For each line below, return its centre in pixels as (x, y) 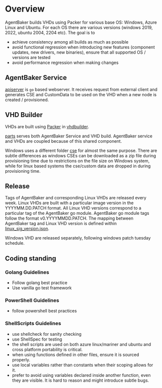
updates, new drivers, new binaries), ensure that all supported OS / (79, 52)
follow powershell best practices (44, 311)
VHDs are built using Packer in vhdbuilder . (47, 126)
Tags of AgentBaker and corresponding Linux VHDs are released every (76, 198)
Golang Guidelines (27, 272)
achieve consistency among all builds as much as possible (70, 42)
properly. (21, 359)
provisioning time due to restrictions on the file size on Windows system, (77, 161)
